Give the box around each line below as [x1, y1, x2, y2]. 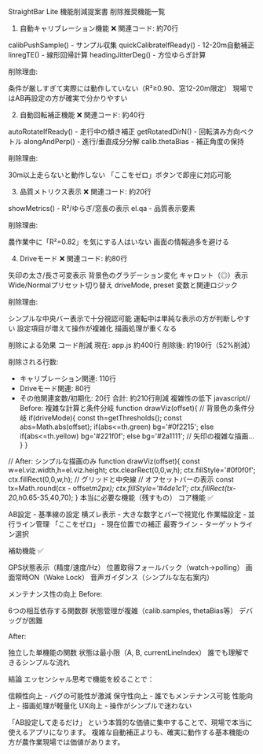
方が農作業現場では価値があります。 [8, 737, 125, 746]
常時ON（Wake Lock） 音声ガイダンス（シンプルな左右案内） [14, 573, 214, 582]
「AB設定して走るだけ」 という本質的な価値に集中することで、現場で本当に [8, 718, 253, 726]
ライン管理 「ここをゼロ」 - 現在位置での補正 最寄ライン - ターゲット [14, 519, 239, 529]
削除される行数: [8, 357, 59, 366]
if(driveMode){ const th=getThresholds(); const [28, 413, 182, 423]
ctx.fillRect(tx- [190, 483, 236, 493]
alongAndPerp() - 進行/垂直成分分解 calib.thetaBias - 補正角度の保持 [23, 137, 245, 146]
